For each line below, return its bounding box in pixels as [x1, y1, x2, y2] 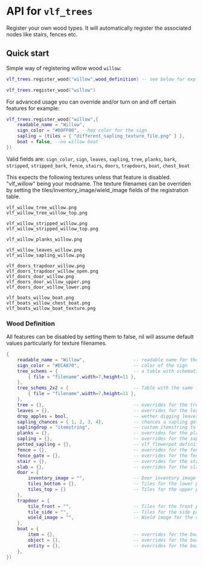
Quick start [6, 48, 50, 59]
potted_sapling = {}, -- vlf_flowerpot [17, 441, 177, 448]
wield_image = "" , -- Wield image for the [28, 514, 193, 521]
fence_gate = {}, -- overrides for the [17, 453, 188, 459]
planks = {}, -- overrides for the [17, 430, 188, 436]
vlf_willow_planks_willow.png [6, 236, 83, 242]
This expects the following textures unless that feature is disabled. [6, 173, 171, 181]
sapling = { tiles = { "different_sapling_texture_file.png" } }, [17, 133, 185, 139]
